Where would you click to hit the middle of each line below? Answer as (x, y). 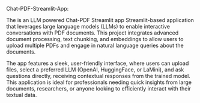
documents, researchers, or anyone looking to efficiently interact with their (98, 88)
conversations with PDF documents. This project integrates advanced (92, 33)
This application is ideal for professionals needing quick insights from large (99, 82)
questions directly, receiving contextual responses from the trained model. (98, 76)
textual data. (22, 95)
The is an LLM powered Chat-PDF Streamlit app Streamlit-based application (100, 20)
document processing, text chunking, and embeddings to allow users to (95, 39)
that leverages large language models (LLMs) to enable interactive (88, 26)
